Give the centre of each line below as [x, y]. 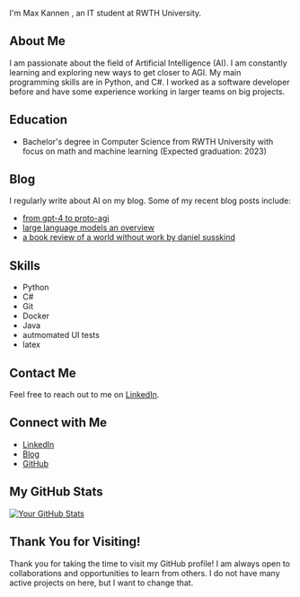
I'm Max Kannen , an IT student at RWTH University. [106, 13]
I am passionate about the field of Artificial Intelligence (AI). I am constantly [148, 63]
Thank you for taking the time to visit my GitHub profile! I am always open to [150, 563]
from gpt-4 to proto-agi [66, 218]
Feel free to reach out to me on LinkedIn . [84, 395]
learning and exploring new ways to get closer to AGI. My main [125, 72]
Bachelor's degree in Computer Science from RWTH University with [148, 141]
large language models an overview [88, 227]
